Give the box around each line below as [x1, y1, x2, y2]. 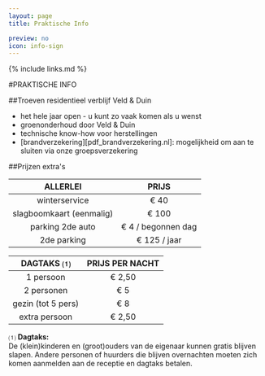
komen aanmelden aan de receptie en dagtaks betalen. [8, 359, 193, 369]
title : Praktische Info [8, 20, 89, 28]
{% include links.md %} [8, 64, 88, 74]
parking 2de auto [29, 221, 96, 233]
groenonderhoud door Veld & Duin [20, 120, 136, 130]
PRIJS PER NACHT [86, 258, 160, 269]
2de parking [39, 234, 87, 246]
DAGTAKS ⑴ [20, 258, 71, 269]
